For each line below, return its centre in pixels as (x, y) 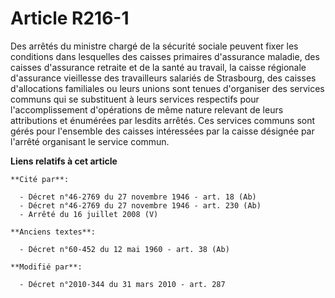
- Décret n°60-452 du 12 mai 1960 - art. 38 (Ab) (124, 249)
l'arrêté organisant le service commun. (90, 141)
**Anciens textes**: (53, 232)
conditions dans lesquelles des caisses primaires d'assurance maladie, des (165, 56)
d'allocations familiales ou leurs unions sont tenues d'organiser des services (167, 88)
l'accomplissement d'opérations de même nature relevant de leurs (147, 109)
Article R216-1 (70, 18)
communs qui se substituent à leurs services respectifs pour (135, 99)
